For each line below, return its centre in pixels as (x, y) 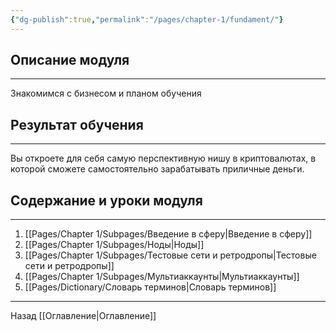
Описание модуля (70, 60)
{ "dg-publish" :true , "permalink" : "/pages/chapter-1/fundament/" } (147, 19)
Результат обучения (77, 124)
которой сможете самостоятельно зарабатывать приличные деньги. (157, 169)
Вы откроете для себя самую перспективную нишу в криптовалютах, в (163, 158)
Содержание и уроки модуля (106, 200)
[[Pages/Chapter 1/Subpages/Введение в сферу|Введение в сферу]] (168, 234)
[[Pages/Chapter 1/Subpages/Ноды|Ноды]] (114, 245)
